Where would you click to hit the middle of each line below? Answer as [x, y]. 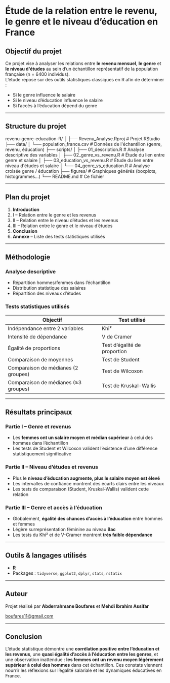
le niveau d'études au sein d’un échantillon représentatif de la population [82, 69]
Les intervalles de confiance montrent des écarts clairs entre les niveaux [88, 483]
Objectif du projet [34, 51]
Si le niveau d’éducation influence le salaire [57, 100]
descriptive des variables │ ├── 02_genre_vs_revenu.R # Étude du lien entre [85, 154]
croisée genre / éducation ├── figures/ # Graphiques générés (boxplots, [81, 171]
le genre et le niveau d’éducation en [82, 22]
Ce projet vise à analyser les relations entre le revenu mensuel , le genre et [83, 63]
